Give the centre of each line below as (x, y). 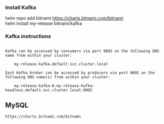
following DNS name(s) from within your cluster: (58, 77)
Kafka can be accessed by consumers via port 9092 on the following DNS (82, 51)
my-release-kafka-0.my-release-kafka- (54, 86)
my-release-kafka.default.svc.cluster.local (61, 64)
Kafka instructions (28, 36)
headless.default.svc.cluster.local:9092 (49, 90)
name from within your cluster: (39, 55)
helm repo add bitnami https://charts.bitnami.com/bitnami (64, 18)
